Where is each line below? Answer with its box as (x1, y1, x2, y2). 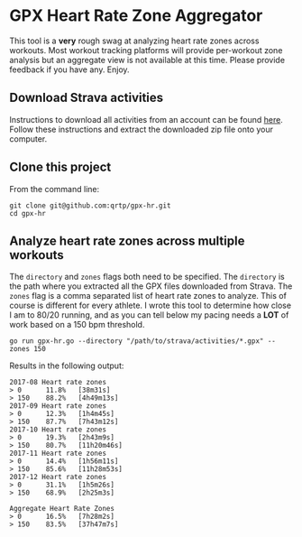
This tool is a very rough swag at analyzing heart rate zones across (9, 35, 260, 46)
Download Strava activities (9, 90, 164, 106)
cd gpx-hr (9, 208, 47, 218)
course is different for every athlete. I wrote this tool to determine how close (9, 300, 291, 311)
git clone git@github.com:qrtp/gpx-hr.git (9, 200, 171, 210)
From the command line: (9, 183, 100, 194)
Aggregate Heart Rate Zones (9, 505, 115, 514)
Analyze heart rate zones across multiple (9, 233, 245, 248)
